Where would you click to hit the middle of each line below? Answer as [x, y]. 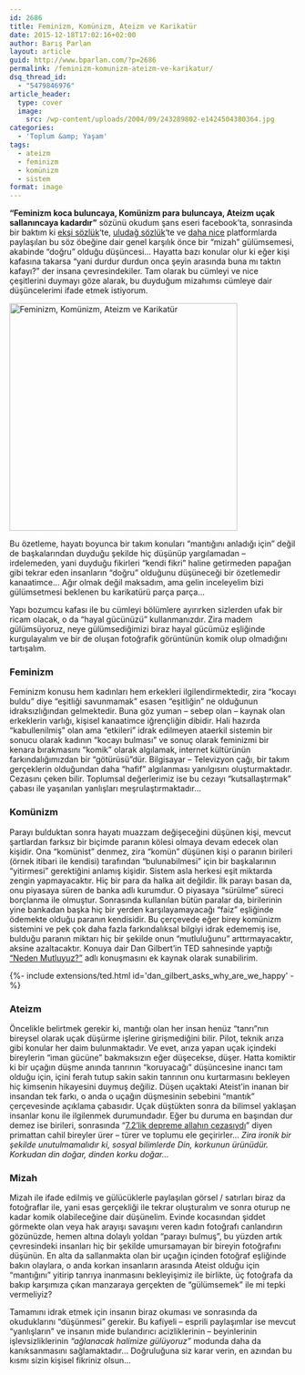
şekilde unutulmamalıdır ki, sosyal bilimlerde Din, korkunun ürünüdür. [139, 1145]
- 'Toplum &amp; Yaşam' [62, 137]
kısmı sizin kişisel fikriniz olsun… [71, 1360]
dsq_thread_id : [38, 77]
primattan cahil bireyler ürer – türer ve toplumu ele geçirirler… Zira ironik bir [150, 1136]
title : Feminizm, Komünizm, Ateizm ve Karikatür [103, 26]
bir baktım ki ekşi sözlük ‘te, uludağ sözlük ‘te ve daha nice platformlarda [143, 232]
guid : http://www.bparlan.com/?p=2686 [83, 60]
